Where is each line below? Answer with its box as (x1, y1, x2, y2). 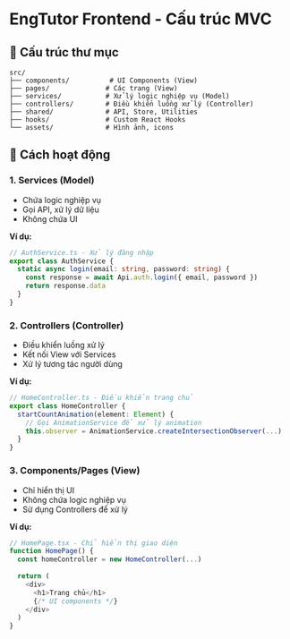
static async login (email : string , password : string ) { (17, 265, 230, 274)
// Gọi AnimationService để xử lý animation (25, 418, 202, 427)
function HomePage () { (9, 547, 94, 556)
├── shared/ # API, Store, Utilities (9, 107, 199, 116)
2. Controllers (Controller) (9, 319, 124, 331)
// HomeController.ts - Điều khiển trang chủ (9, 394, 194, 403)
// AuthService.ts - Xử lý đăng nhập (9, 248, 154, 257)
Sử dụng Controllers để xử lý (21, 504, 128, 515)
